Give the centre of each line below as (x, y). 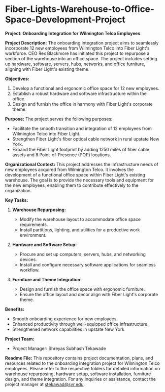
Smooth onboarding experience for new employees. (65, 319)
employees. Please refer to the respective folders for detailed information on (82, 368)
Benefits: (15, 309)
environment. (33, 235)
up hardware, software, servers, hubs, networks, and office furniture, (75, 64)
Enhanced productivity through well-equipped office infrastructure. (80, 324)
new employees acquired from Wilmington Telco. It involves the (69, 170)
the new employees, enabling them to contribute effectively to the (72, 185)
